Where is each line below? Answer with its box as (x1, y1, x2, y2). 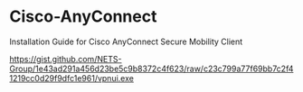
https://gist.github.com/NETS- (9, 53, 122, 64)
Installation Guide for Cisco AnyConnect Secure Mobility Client (9, 36, 243, 47)
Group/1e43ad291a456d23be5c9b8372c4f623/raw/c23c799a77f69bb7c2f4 (9, 63, 294, 74)
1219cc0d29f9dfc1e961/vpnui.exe (9, 72, 134, 83)
